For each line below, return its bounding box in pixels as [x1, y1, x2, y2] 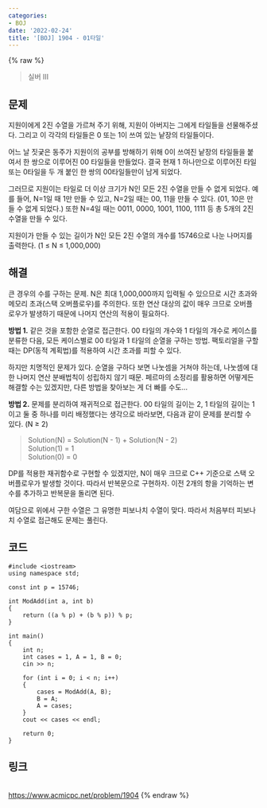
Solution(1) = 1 [27, 443, 75, 453]
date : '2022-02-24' [8, 26, 73, 34]
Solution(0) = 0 [27, 451, 78, 462]
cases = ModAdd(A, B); [37, 688, 112, 696]
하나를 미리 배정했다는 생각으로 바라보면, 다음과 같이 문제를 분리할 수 [39, 409, 252, 419]
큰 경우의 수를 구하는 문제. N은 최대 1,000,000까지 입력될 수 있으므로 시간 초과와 [8, 288, 258, 299]
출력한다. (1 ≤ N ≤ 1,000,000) [8, 240, 101, 251]
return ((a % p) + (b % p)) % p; [22, 611, 133, 619]
